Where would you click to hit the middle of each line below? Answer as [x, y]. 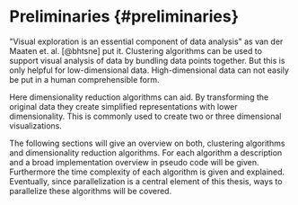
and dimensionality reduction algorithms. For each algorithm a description [146, 152]
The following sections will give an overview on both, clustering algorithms [147, 143]
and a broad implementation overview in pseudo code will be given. [134, 162]
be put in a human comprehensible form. [84, 79]
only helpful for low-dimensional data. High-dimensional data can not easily [149, 70]
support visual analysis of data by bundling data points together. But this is [147, 60]
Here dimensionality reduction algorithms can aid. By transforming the [139, 97]
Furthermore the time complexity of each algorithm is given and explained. [147, 172]
